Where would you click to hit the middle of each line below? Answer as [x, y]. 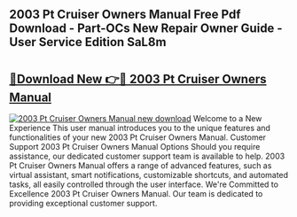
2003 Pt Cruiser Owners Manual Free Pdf [125, 15]
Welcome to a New [227, 118]
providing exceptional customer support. [83, 203]
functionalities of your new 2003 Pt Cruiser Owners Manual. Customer [138, 137]
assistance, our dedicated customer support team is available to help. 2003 [147, 156]
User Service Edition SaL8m [88, 42]
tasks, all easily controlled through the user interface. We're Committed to [144, 184]
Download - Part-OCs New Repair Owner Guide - [146, 29]
